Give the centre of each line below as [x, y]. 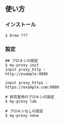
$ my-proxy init [22, 65]
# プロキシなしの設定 [24, 111]
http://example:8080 [27, 74]
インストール [20, 25]
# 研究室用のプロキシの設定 [30, 97]
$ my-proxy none [22, 115]
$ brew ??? [16, 35]
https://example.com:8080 [32, 87]
